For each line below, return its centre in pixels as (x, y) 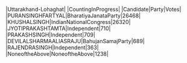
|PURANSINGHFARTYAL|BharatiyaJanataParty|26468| (73, 16)
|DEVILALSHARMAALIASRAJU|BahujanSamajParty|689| (75, 41)
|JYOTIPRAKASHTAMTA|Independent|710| (58, 28)
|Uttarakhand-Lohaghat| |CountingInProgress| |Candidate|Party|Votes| (93, 9)
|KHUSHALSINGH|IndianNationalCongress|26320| (68, 22)
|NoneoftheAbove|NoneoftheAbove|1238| (57, 54)
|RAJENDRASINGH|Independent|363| (52, 47)
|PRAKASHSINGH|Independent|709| (51, 35)
